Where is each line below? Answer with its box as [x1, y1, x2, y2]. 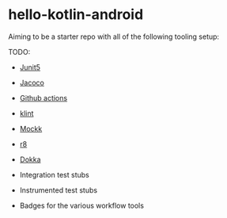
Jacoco [19, 78, 45, 87]
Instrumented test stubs [19, 185, 97, 195]
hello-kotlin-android [8, 6, 144, 24]
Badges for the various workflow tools [19, 201, 145, 210]
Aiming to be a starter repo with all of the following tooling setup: [8, 32, 220, 41]
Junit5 [19, 62, 41, 72]
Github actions [19, 93, 68, 102]
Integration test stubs [19, 170, 89, 179]
